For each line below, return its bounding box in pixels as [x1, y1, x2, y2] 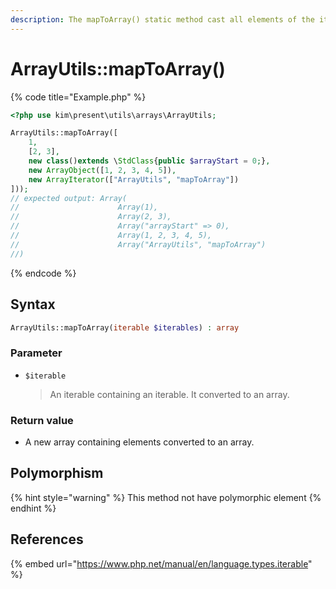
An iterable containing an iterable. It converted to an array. [49, 388, 290, 400]
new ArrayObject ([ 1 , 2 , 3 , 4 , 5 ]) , [28, 165, 177, 175]
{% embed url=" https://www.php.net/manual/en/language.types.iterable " [10, 557, 313, 570]
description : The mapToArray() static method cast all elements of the [10, 14, 315, 25]
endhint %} [10, 502, 57, 514]
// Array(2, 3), [10, 212, 172, 222]
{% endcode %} [10, 267, 77, 279]
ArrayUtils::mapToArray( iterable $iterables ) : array [10, 322, 240, 333]
